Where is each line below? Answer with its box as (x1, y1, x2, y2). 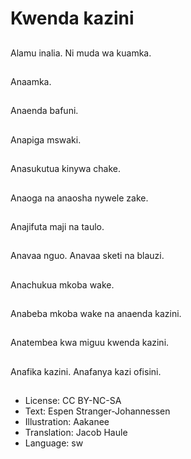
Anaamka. (10, 75, 52, 87)
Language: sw (24, 437, 84, 449)
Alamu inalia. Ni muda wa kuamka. (10, 47, 152, 59)
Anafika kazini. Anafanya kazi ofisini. (10, 365, 162, 377)
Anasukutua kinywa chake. (10, 163, 122, 175)
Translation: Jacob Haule (24, 427, 128, 439)
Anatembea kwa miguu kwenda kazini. (10, 337, 170, 349)
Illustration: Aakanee (24, 416, 110, 428)
